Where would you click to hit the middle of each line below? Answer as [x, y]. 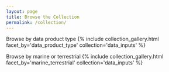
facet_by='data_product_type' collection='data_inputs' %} [76, 45]
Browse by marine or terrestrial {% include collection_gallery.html [85, 57]
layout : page [22, 11]
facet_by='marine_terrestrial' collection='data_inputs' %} [75, 63]
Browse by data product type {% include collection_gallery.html [82, 39]
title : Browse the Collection [43, 17]
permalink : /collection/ [36, 22]
